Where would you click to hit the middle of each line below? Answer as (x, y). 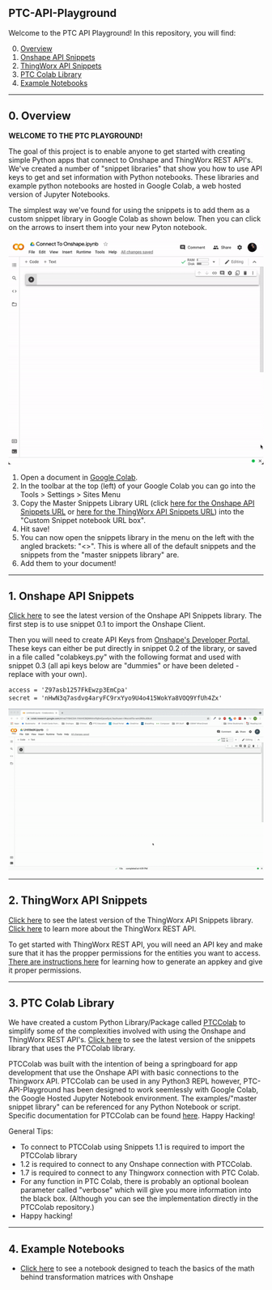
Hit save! (35, 529)
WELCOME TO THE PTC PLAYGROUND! (76, 135)
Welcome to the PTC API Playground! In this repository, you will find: (122, 32)
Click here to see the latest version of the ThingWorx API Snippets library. (131, 920)
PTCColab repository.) (57, 1207)
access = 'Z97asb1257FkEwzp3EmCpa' (68, 690)
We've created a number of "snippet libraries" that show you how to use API (136, 168)
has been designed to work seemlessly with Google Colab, (161, 1090)
